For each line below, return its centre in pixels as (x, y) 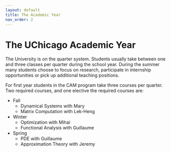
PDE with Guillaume (41, 139)
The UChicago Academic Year (71, 45)
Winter (20, 117)
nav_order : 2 (19, 19)
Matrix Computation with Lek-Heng (58, 112)
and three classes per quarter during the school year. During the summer (83, 64)
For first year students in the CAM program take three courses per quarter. (84, 85)
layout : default (23, 10)
